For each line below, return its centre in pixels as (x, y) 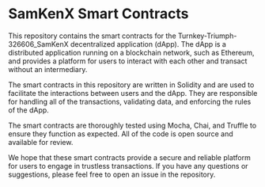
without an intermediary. (48, 69)
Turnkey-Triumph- (207, 36)
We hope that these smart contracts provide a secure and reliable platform (129, 157)
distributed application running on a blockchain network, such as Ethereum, (131, 52)
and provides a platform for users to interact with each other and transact (128, 61)
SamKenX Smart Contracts (98, 14)
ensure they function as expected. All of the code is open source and (121, 134)
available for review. (41, 142)
